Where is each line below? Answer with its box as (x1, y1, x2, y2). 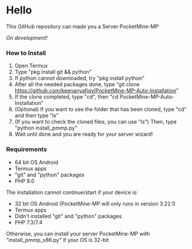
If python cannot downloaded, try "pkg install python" (14, 74, 145, 82)
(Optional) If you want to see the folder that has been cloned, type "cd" (14, 106, 187, 113)
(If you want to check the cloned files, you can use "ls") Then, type (14, 118, 177, 125)
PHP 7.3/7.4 (14, 219, 43, 226)
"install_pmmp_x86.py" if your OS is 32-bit (6, 236, 109, 243)
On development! (6, 34, 48, 41)
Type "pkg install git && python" (14, 69, 92, 76)
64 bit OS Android (14, 159, 59, 166)
